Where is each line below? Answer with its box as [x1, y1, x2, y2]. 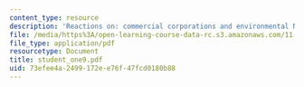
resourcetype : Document [9, 47, 100, 56]
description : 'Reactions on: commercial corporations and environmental [9, 22, 290, 31]
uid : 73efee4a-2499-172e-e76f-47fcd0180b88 [9, 64, 176, 73]
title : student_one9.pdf [9, 55, 103, 64]
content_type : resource [9, 13, 100, 23]
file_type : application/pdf [9, 38, 116, 48]
